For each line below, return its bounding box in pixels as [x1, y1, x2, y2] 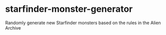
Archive [5, 25, 21, 31]
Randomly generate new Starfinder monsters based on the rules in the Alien [5, 20, 161, 26]
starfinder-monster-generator [5, 3, 133, 15]
